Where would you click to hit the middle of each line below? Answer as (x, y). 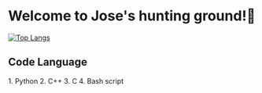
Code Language (48, 62)
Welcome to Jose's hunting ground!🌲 (132, 16)
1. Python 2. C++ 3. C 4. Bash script (66, 80)
